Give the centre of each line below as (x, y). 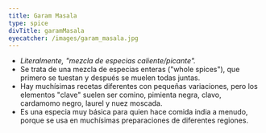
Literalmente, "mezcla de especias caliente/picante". (108, 61)
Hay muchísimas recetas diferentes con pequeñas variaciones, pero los (139, 87)
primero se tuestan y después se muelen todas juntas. (110, 78)
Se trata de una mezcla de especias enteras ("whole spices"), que (130, 70)
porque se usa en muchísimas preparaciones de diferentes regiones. (134, 120)
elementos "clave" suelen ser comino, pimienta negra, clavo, (121, 95)
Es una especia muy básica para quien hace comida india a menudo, (134, 112)
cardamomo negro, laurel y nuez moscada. (91, 103)
